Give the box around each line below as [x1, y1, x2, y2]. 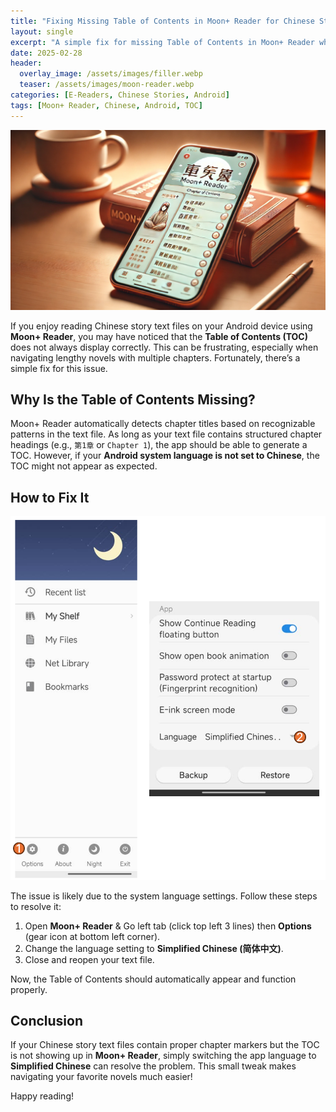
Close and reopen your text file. [24, 953, 155, 965]
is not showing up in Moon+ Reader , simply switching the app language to [10, 1050, 317, 1062]
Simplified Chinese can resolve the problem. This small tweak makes [10, 1060, 297, 1072]
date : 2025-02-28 [10, 48, 83, 58]
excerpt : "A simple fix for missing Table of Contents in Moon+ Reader [10, 37, 315, 47]
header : [10, 58, 43, 69]
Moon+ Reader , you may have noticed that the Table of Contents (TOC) [10, 330, 308, 342]
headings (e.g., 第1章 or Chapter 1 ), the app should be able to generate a [10, 439, 308, 451]
